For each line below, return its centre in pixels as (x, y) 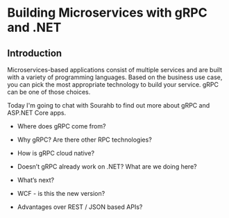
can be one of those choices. (49, 92)
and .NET (34, 27)
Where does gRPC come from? (61, 126)
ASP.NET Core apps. (37, 113)
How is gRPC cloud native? (56, 153)
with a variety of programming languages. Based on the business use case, (115, 77)
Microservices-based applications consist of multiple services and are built (115, 70)
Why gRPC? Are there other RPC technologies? (85, 140)
